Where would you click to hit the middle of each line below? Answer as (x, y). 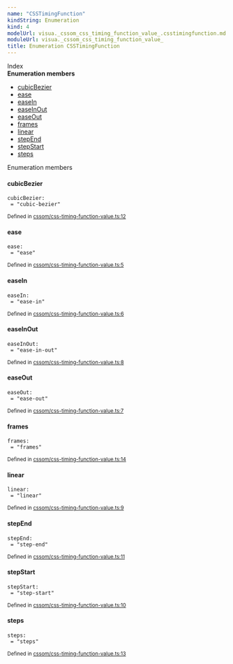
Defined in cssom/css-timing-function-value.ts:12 (67, 217)
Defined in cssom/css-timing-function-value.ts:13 (67, 654)
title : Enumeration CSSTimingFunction (63, 46)
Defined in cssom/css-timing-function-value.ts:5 (66, 265)
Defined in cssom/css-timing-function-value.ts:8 (66, 362)
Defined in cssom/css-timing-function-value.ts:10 (67, 605)
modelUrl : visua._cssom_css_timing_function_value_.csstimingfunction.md (117, 33)
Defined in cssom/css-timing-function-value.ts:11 (66, 556)
